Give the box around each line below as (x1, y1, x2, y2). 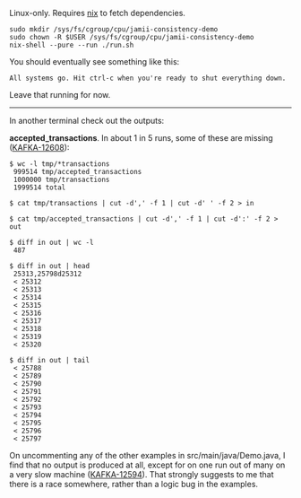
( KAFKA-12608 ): (9, 143, 70, 153)
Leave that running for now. (9, 90, 111, 100)
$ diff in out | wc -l (9, 238, 94, 247)
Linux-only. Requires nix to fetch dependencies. (9, 8, 186, 18)
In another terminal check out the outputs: (9, 116, 165, 126)
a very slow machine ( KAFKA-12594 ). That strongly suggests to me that (9, 469, 274, 479)
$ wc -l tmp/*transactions (9, 160, 110, 169)
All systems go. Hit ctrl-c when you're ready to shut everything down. (9, 74, 287, 83)
